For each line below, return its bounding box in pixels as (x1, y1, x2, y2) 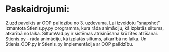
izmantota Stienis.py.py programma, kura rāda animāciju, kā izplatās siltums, (5, 25, 164, 31)
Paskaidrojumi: (5, 3, 70, 15)
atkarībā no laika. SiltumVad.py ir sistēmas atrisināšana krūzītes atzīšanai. (5, 30, 158, 36)
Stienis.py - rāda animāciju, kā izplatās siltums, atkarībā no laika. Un (5, 36, 147, 42)
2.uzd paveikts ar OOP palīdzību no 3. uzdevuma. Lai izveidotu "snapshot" (5, 20, 160, 26)
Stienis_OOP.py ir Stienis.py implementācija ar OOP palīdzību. (5, 41, 134, 47)
